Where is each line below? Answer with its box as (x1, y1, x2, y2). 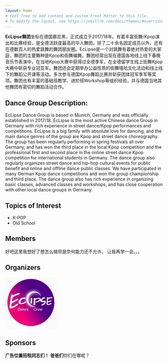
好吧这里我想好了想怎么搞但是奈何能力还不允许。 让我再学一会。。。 (5, 249, 142, 255)
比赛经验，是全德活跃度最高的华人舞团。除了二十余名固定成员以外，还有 (13, 40, 163, 46)
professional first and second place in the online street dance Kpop (5, 150, 143, 156)
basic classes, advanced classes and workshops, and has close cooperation (5, 181, 163, 188)
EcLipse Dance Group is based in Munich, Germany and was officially (5, 112, 148, 118)
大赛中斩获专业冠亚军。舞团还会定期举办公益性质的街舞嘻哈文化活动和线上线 (5, 65, 163, 71)
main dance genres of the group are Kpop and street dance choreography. (5, 134, 159, 140)
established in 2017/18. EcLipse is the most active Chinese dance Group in (5, 117, 158, 124)
